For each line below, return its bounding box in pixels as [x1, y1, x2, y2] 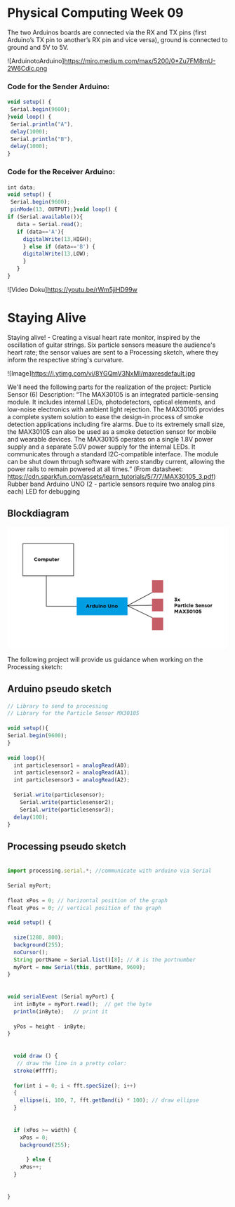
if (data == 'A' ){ [16, 228, 65, 235]
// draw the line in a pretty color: [16, 1060, 128, 1067]
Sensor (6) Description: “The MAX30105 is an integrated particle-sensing [7, 390, 219, 398]
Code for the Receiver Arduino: [7, 167, 116, 177]
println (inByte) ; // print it [13, 1008, 109, 1015]
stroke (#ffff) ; [13, 1067, 58, 1074]
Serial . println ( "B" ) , [10, 136, 74, 143]
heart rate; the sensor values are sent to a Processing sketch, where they [7, 348, 219, 356]
